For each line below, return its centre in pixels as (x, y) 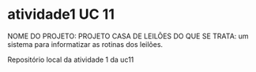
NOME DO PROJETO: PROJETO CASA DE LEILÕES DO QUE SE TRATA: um (128, 36)
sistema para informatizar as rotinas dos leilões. (85, 44)
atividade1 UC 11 (61, 14)
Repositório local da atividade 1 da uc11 (71, 59)
